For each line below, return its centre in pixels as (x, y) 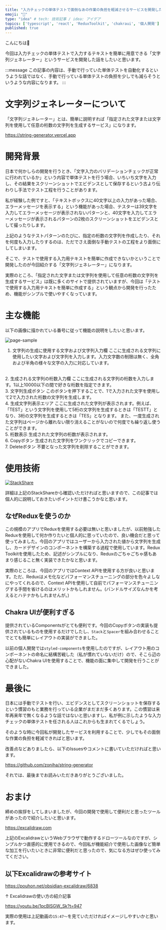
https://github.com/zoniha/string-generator (49, 765)
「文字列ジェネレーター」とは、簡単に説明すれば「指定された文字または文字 (83, 119)
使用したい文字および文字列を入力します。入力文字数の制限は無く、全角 (86, 357)
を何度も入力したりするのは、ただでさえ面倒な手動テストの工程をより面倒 (81, 242)
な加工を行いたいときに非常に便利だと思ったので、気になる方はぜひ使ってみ (83, 850)
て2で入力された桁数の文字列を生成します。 (50, 397)
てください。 (18, 857)
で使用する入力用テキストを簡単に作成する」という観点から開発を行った (79, 287)
